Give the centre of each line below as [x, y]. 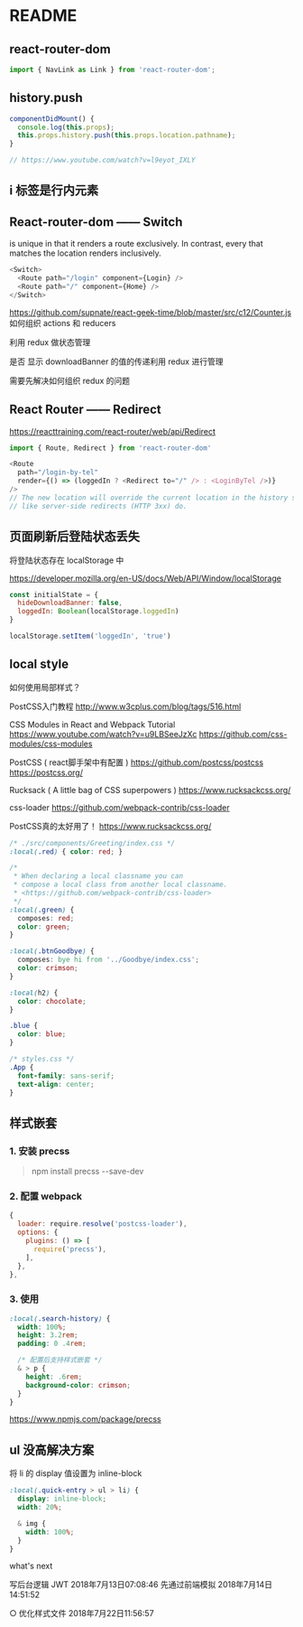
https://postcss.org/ [46, 772]
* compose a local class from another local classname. [120, 885]
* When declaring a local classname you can [98, 876]
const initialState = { [54, 594]
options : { [38, 1233]
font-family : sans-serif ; [66, 1076]
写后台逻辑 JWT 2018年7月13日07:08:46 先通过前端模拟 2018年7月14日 [141, 1585]
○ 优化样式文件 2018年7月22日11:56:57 [82, 1613]
